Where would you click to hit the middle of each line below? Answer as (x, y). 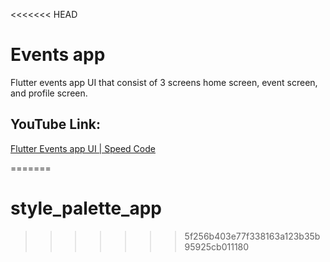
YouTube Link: (56, 124)
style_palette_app (86, 208)
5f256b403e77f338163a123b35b (252, 236)
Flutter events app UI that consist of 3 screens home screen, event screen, (164, 82)
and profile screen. (49, 93)
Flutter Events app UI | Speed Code (83, 148)
